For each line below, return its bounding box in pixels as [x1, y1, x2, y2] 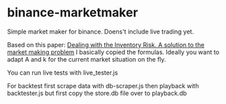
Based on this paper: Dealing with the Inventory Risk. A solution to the [7, 40, 205, 49]
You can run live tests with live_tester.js [7, 68, 118, 77]
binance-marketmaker [7, 5, 139, 21]
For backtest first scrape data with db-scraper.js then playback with [7, 81, 199, 90]
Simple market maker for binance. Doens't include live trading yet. [7, 27, 194, 36]
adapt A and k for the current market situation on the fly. [7, 55, 166, 63]
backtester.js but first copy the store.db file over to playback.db [7, 89, 188, 97]
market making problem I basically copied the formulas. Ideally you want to [7, 48, 220, 56]
